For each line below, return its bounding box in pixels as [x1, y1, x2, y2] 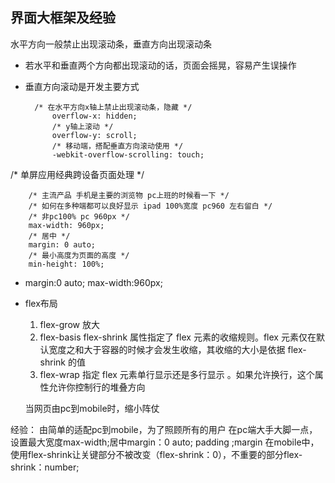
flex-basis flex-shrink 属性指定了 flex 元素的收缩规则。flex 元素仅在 [39, 331, 317, 343]
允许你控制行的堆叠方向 [48, 381, 146, 393]
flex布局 [24, 297, 58, 309]
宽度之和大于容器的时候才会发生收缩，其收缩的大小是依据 [48, 343, 286, 355]
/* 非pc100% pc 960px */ [28, 211, 130, 222]
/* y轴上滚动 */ [51, 121, 114, 132]
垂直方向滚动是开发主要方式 [24, 80, 140, 92]
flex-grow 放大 [39, 318, 100, 330]
